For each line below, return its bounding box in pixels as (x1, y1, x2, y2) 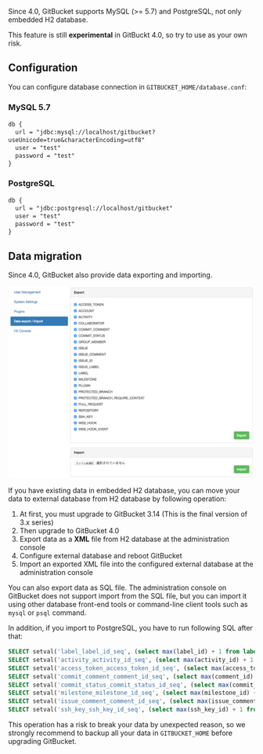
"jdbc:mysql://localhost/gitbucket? (36, 129, 156, 137)
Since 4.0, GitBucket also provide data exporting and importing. (8, 270, 213, 280)
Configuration (8, 61, 78, 75)
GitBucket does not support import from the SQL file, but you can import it (8, 591, 247, 601)
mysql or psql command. (8, 608, 87, 617)
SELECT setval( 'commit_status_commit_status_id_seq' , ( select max (8, 681, 229, 689)
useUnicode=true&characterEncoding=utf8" (8, 137, 146, 145)
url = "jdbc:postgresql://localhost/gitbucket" (15, 204, 174, 213)
